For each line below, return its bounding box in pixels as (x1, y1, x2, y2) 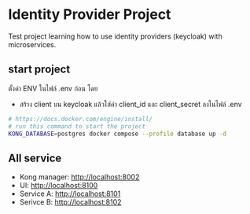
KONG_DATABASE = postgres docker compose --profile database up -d (8, 130, 226, 138)
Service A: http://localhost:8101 (19, 189, 121, 198)
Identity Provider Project (8, 6, 171, 24)
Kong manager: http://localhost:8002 (19, 172, 140, 182)
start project (8, 63, 71, 76)
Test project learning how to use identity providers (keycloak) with (8, 31, 222, 41)
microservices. (8, 39, 57, 49)
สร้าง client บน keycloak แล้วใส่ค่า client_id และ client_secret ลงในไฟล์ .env (19, 99, 242, 109)
